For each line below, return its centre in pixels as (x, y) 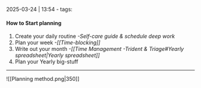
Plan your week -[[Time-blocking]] (57, 43)
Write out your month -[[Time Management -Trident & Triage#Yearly (99, 49)
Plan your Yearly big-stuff (47, 62)
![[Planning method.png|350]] (43, 79)
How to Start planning (34, 23)
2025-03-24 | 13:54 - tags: (39, 9)
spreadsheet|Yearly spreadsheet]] (57, 55)
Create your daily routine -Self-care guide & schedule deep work (95, 37)
